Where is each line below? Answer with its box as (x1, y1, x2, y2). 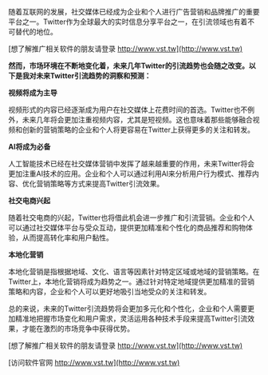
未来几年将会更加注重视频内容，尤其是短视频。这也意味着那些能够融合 (22, 115, 253, 124)
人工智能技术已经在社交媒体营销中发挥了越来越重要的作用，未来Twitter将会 (8, 159, 255, 168)
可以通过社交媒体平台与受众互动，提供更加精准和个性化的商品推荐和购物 (8, 223, 246, 232)
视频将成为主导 (8, 88, 57, 98)
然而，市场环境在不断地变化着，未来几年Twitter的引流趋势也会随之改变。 (8, 61, 250, 70)
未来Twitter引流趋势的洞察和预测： (35, 71, 152, 80)
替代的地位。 (14, 27, 57, 36)
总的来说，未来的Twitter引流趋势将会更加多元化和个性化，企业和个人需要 (8, 304, 248, 313)
